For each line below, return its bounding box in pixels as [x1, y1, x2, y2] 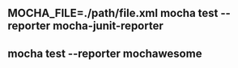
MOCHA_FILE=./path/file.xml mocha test [7, 6, 219, 20]
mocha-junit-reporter [53, 19, 164, 33]
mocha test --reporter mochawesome [7, 46, 202, 60]
